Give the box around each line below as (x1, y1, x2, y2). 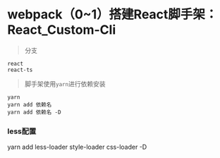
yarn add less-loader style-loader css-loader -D (7, 142, 147, 152)
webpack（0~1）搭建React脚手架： (7, 6, 218, 23)
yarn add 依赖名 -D (7, 109, 61, 116)
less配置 (7, 126, 37, 136)
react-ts (7, 66, 33, 73)
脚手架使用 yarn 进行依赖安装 (24, 79, 106, 88)
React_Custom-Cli (7, 22, 116, 38)
